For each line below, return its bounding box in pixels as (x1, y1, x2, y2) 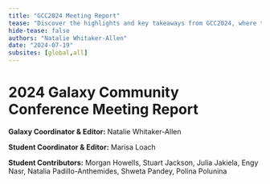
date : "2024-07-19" (8, 42, 74, 50)
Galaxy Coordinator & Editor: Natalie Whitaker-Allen (8, 126, 182, 136)
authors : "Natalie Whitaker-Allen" (8, 34, 128, 42)
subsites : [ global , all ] (8, 49, 88, 57)
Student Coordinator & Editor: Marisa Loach (8, 142, 157, 152)
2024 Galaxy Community (8, 83, 179, 102)
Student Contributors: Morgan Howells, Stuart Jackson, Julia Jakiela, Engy (8, 158, 259, 167)
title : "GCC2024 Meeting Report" (8, 11, 121, 20)
